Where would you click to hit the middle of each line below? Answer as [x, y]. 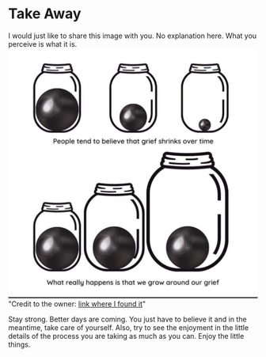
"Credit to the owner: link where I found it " [77, 304]
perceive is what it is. [43, 44]
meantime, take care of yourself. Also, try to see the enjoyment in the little [129, 328]
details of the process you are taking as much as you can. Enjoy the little [126, 336]
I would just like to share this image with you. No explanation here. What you [133, 36]
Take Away [45, 14]
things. [19, 344]
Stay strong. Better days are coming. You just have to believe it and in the [127, 319]
